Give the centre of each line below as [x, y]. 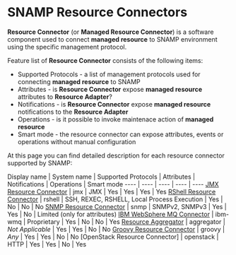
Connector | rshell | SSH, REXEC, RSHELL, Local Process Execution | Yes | [115, 199]
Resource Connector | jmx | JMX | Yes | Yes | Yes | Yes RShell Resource [112, 191]
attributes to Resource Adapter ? [65, 97]
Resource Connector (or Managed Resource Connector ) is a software [111, 32]
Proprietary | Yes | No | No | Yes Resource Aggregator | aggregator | [126, 221]
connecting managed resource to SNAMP [79, 81]
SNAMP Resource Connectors [98, 12]
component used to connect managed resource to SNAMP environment [112, 39]
